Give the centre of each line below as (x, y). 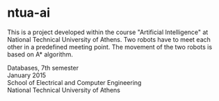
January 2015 (27, 75)
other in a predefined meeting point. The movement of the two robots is (110, 47)
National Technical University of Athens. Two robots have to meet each (109, 39)
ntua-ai (29, 13)
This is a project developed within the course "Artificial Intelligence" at (108, 32)
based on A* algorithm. (40, 54)
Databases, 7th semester (43, 68)
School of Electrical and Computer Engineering (74, 82)
